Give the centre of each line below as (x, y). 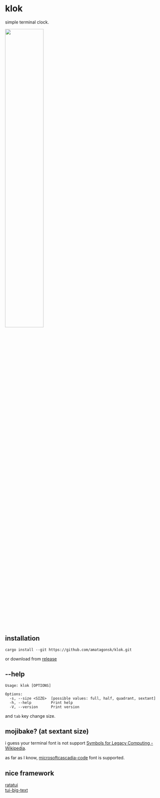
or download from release (31, 658)
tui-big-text (17, 790)
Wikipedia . (16, 748)
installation (22, 639)
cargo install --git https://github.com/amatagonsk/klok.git (69, 650)
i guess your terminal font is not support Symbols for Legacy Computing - (79, 743)
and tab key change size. (30, 716)
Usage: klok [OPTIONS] (28, 685)
